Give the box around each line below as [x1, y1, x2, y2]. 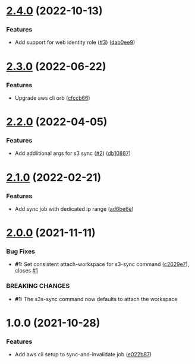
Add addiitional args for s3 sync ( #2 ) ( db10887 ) [14, 150, 131, 157]
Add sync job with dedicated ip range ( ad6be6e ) [14, 205, 134, 212]
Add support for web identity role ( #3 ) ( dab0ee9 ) [14, 39, 136, 46]
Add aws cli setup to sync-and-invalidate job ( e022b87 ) [14, 351, 152, 358]
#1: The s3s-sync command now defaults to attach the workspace [14, 295, 178, 302]
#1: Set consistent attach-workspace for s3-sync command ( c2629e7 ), [14, 261, 190, 268]
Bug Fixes [6, 248, 36, 256]
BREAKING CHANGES [6, 282, 70, 290]
